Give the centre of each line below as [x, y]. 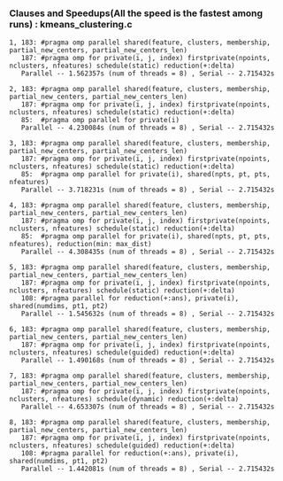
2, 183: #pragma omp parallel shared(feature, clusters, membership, [140, 89]
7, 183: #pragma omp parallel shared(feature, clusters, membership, [140, 376]
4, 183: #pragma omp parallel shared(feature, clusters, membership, [140, 206]
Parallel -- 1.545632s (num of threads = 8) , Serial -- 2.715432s [148, 314]
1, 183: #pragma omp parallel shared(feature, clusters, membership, [140, 43]
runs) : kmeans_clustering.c [71, 24]
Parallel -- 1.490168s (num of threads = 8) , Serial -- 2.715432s [148, 361]
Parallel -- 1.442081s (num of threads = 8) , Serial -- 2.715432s [148, 469]
